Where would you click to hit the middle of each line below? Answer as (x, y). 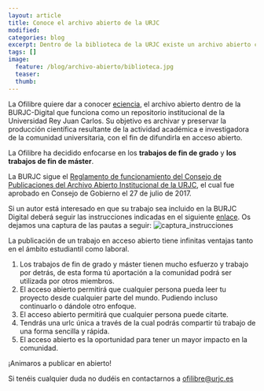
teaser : (28, 74)
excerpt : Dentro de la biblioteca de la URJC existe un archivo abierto (130, 45)
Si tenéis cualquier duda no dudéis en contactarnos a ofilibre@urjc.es (121, 378)
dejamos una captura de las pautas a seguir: (80, 225)
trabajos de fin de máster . (51, 161)
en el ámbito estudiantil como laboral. (69, 248)
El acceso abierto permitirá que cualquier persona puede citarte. (124, 314)
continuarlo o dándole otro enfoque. (78, 306)
